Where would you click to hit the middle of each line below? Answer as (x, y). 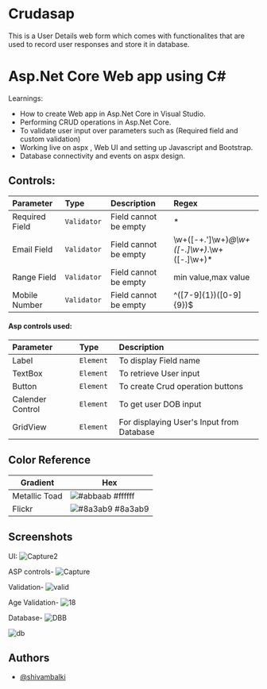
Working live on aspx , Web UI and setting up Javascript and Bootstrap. (136, 147)
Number (27, 305)
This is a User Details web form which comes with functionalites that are (126, 36)
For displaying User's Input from (179, 421)
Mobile (25, 294)
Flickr (23, 509)
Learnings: (26, 98)
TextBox (27, 373)
